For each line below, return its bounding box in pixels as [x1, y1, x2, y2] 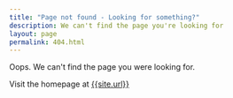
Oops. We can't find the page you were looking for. [9, 62, 196, 72]
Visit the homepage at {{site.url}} [9, 79, 130, 89]
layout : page [9, 29, 58, 38]
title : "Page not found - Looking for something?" [9, 12, 200, 22]
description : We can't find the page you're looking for [9, 21, 224, 30]
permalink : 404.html [9, 37, 86, 47]
